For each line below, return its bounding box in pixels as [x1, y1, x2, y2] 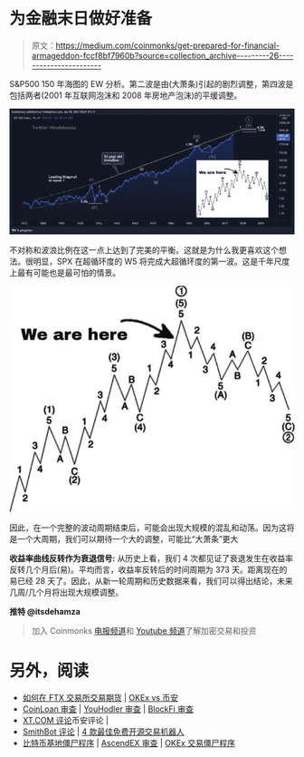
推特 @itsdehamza [9, 607, 81, 617]
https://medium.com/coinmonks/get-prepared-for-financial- [55, 40, 280, 51]
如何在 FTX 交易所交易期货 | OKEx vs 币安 [22, 692, 179, 703]
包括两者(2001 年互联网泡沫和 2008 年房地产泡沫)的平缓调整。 [9, 90, 242, 101]
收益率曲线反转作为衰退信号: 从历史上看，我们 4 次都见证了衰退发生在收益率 [9, 553, 294, 564]
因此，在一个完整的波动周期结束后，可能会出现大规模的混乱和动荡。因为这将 [9, 522, 295, 533]
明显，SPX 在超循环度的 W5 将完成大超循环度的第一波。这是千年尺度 [33, 256, 290, 267]
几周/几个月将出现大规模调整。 [9, 587, 124, 598]
